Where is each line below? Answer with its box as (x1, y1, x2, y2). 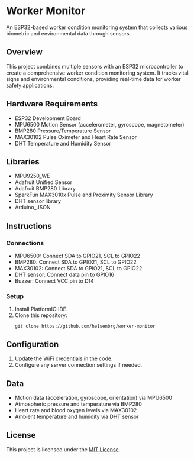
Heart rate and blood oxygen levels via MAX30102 (14, 406, 137, 413)
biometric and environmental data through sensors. (6, 30, 131, 37)
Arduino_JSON (14, 204, 51, 211)
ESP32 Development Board (14, 114, 81, 122)
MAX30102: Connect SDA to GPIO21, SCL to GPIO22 (14, 265, 143, 272)
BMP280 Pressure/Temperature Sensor (14, 127, 111, 134)
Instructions (6, 221, 52, 231)
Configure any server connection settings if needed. (14, 361, 143, 369)
